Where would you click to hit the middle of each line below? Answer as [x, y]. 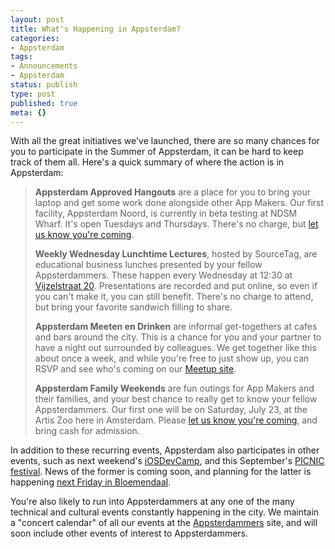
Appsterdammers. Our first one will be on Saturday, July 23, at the [171, 410]
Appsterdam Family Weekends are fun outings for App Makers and [174, 388]
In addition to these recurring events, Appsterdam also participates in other [165, 450]
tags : [21, 57]
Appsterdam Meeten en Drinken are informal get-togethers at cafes [176, 327]
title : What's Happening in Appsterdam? [96, 29]
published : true [44, 103]
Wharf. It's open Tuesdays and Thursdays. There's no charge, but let [176, 224]
